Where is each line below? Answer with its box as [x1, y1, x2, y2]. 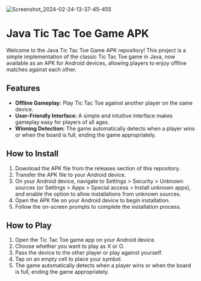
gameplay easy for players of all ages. [14, 118, 110, 126]
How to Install [6, 149, 59, 159]
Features [6, 83, 40, 93]
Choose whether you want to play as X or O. [14, 242, 125, 250]
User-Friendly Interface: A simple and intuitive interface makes [14, 112, 173, 119]
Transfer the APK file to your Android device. [14, 171, 126, 178]
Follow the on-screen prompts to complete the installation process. [14, 203, 182, 210]
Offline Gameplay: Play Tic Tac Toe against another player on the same [14, 99, 193, 107]
